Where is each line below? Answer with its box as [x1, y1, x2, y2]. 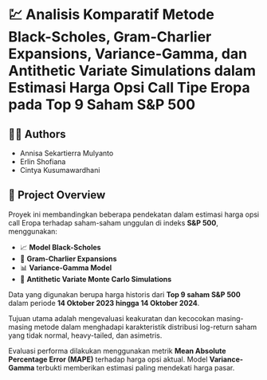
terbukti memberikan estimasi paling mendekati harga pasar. [36, 362, 235, 372]
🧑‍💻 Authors [8, 127, 66, 141]
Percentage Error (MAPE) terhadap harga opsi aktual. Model [8, 355, 208, 364]
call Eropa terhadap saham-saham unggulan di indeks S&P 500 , [8, 217, 219, 227]
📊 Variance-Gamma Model [19, 263, 112, 272]
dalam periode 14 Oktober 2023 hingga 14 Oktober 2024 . [8, 298, 200, 308]
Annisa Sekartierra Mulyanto [19, 148, 114, 158]
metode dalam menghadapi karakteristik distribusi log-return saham [33, 322, 257, 331]
